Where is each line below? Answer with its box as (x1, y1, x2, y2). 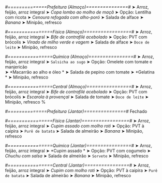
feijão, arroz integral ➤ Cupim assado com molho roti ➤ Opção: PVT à (5, 123, 145, 129)
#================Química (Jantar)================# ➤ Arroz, (5, 143, 152, 148)
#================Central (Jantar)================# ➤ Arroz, (5, 162, 150, 168)
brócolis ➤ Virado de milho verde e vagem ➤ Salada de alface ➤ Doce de (5, 39, 150, 45)
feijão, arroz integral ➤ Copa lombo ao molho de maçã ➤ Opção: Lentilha (5, 9, 151, 15)
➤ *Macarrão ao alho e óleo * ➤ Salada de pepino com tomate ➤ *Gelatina (5, 69, 155, 75)
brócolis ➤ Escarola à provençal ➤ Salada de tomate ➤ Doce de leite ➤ (5, 94, 149, 100)
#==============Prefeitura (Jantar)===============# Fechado (5, 108, 147, 114)
